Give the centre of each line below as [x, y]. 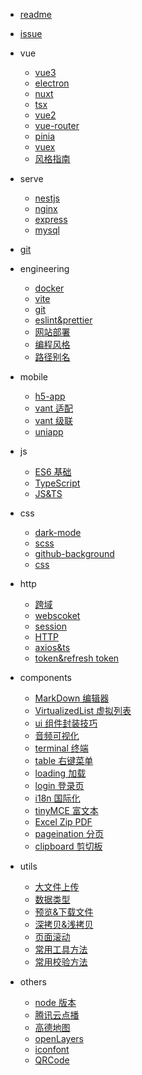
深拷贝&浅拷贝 [64, 924]
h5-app [50, 396]
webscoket [57, 615]
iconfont [52, 1049]
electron [52, 83]
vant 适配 [54, 408]
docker [49, 288]
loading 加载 [60, 773]
